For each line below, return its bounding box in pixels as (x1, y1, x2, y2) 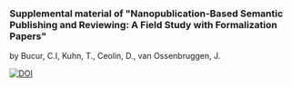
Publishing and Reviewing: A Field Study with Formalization (9, 18, 277, 31)
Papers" (9, 30, 47, 43)
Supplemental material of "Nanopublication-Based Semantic (9, 7, 284, 20)
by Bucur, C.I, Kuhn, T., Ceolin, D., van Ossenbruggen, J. (9, 51, 221, 62)
